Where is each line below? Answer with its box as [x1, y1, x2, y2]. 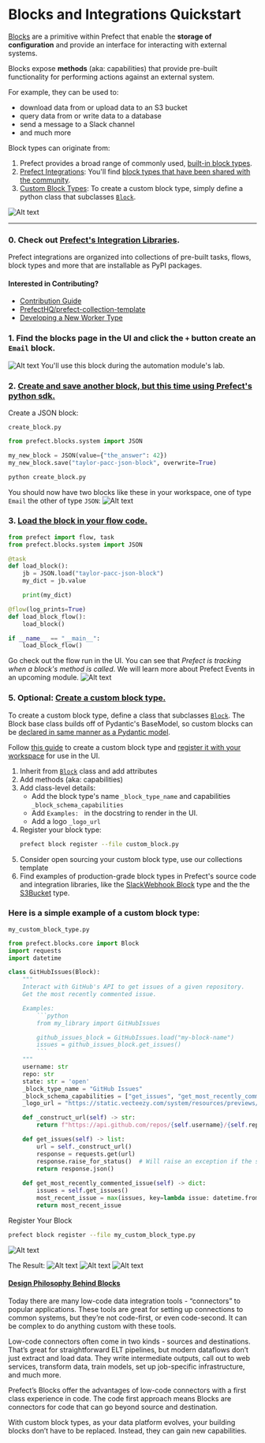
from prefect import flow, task [8, 533, 114, 542]
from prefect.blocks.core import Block [8, 939, 140, 947]
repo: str [22, 1070, 55, 1078]
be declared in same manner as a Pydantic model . [8, 727, 171, 736]
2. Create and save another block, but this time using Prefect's [8, 380, 252, 392]
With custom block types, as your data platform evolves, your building [8, 1417, 236, 1426]
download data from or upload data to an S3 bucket [19, 103, 188, 112]
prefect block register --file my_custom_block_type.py [8, 1231, 196, 1239]
